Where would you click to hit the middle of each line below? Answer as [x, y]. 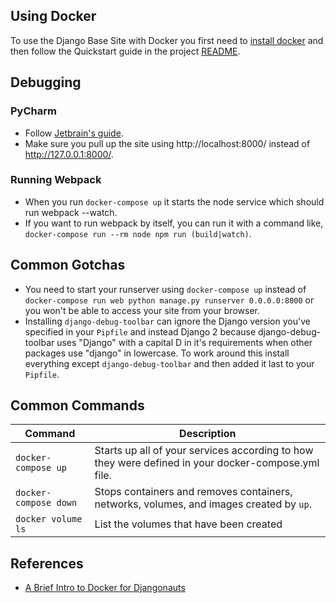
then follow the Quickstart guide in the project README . [125, 51]
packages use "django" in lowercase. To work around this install [157, 353]
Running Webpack [56, 180]
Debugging [46, 82]
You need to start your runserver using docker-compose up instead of [165, 289]
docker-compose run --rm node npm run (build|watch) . [138, 233]
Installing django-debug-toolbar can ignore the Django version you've [167, 321]
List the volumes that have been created [188, 524]
